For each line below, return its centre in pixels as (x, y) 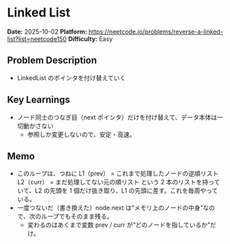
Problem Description (52, 61)
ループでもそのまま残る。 (77, 217)
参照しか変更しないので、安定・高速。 (81, 134)
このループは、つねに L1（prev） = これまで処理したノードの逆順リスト (118, 173)
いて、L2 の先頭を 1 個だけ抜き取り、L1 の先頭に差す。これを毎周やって (117, 191)
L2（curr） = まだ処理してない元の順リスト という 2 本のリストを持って (118, 182)
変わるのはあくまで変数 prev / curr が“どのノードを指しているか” (119, 225)
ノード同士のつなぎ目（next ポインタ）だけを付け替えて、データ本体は (117, 117)
